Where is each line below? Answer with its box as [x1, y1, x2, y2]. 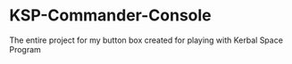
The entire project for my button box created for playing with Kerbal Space [9, 35, 284, 45]
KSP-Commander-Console [9, 5, 212, 26]
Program [9, 44, 42, 54]
